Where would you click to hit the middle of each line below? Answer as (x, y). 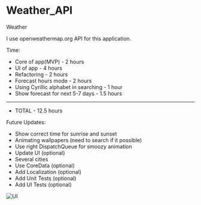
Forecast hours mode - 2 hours (53, 81)
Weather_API (39, 10)
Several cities (31, 159)
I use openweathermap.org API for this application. (69, 38)
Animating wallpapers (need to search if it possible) (78, 140)
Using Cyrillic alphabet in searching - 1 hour (68, 87)
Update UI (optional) (40, 152)
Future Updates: (26, 122)
